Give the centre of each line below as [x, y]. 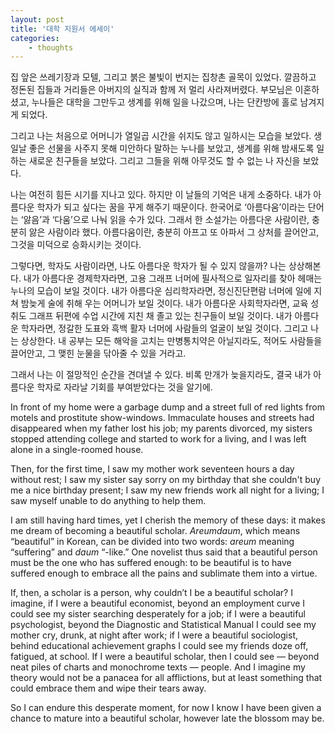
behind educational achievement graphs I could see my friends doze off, [159, 646]
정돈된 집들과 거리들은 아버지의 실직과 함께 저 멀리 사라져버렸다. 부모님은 [151, 90]
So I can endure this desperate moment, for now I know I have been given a [166, 708]
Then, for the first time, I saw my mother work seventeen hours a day [152, 469]
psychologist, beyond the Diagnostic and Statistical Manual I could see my [163, 625]
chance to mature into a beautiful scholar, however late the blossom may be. [167, 718]
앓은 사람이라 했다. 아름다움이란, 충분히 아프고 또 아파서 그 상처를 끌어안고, [174, 232]
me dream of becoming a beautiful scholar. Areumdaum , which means [155, 531]
